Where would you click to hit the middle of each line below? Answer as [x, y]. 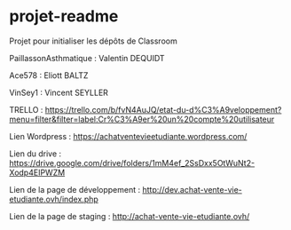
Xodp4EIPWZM [37, 172]
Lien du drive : [35, 154]
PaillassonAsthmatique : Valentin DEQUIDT [87, 58]
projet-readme [64, 16]
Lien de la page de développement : [75, 189]
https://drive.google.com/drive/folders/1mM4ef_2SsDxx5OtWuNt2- [132, 163]
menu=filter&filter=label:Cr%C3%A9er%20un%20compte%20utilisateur [142, 119]
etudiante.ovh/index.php [54, 199]
